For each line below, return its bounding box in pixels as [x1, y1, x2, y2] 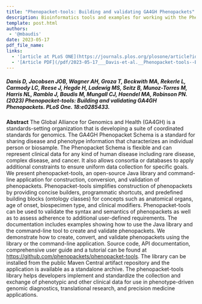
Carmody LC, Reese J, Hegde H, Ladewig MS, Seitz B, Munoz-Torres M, [6, 84, 188, 92]
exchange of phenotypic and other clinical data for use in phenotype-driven [6, 278, 194, 286]
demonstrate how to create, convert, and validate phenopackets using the [6, 234, 189, 241]
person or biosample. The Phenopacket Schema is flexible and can [6, 144, 173, 151]
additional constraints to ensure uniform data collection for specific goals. [6, 163, 189, 170]
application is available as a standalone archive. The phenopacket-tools [6, 265, 184, 273]
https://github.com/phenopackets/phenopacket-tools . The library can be [6, 253, 186, 260]
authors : [6, 25, 28, 32]
